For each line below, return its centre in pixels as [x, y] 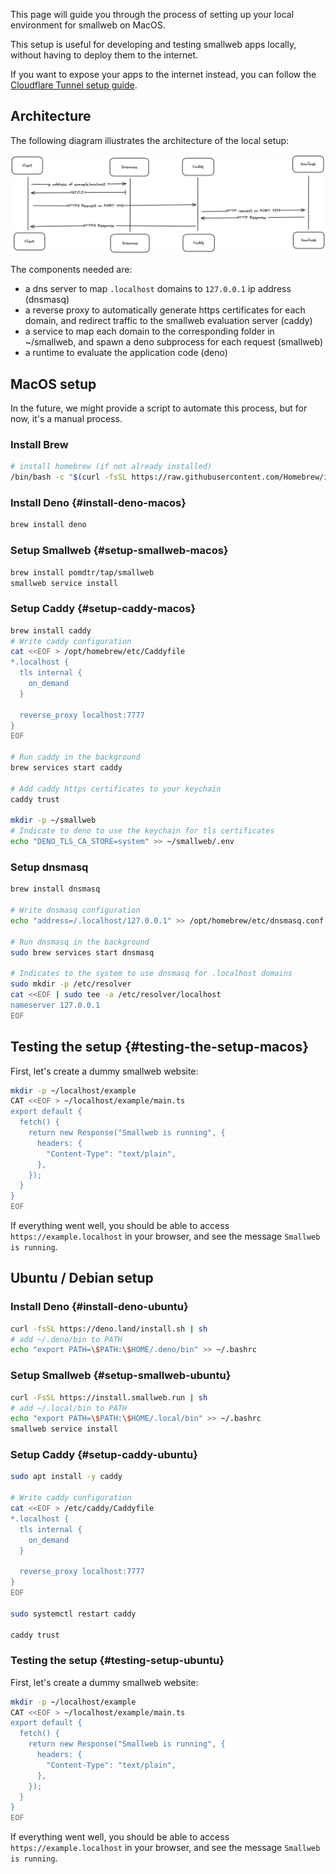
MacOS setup [53, 384]
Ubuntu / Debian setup [82, 1278]
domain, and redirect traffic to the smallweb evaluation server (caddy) [168, 321]
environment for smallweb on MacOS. [88, 25]
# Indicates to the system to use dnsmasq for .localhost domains [151, 974]
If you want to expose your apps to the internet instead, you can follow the [163, 74]
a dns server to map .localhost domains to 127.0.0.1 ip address [158, 289]
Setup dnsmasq [49, 867]
